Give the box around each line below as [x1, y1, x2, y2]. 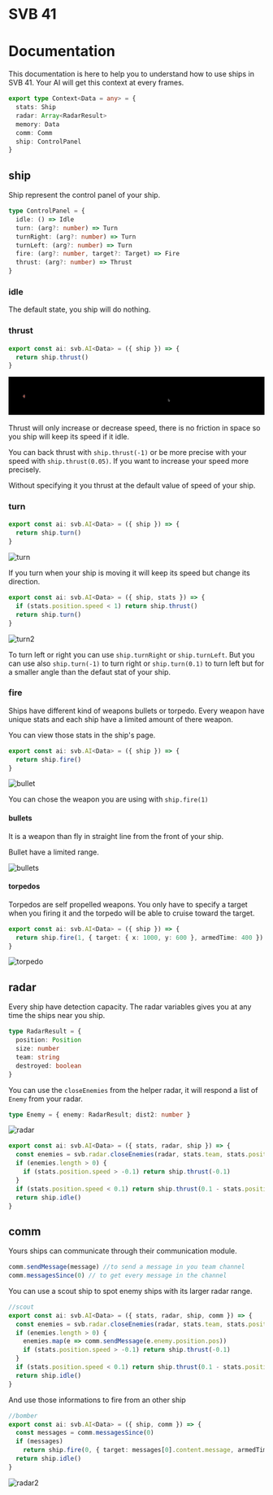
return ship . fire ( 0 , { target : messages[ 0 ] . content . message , [23, 1446, 235, 1454]
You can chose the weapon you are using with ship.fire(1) [8, 794, 209, 804]
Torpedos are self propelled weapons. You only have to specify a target [8, 899, 248, 909]
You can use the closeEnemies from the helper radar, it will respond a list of [8, 1085, 258, 1095]
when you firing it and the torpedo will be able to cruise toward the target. [8, 908, 255, 918]
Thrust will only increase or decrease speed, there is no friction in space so [8, 423, 261, 433]
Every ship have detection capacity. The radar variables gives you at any [8, 1002, 252, 1012]
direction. [8, 577, 41, 587]
